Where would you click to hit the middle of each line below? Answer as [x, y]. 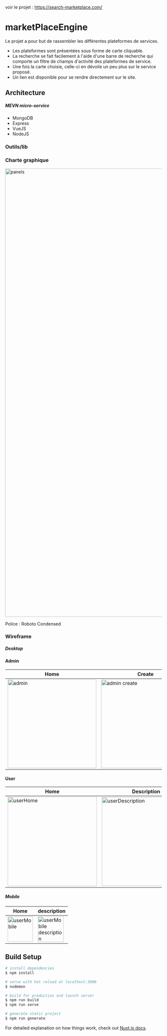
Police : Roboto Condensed [33, 624]
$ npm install [20, 973]
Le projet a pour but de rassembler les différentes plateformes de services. [82, 41]
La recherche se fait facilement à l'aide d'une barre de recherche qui [83, 56]
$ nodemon [15, 986]
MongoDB [23, 118]
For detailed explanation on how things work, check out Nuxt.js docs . [76, 1028]
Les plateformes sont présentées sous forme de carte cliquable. [78, 51]
